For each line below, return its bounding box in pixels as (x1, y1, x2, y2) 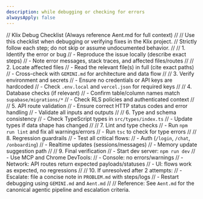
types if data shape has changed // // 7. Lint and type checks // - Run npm (6, 121, 188, 129)
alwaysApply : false (6, 15, 56, 21)
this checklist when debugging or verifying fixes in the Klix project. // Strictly (6, 38, 197, 45)
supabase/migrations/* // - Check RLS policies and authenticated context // (6, 95, 195, 103)
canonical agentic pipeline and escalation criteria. (6, 186, 130, 193)
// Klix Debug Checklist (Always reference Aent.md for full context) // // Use (6, 31, 195, 38)
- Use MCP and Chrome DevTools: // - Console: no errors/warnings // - (6, 153, 184, 161)
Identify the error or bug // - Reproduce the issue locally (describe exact (6, 50, 187, 58)
